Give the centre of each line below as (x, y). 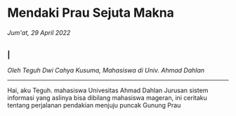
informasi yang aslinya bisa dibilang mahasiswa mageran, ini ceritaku (107, 97)
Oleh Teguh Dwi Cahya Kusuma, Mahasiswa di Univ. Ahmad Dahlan (106, 70)
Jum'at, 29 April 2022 (39, 32)
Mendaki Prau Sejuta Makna (91, 13)
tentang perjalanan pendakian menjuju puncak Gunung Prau (94, 105)
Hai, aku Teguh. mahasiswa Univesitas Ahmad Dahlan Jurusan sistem (108, 90)
